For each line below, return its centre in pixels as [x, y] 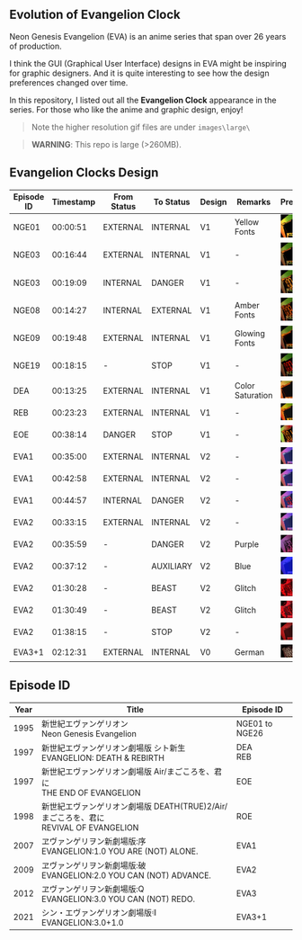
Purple [247, 544]
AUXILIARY [172, 567]
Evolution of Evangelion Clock [95, 15]
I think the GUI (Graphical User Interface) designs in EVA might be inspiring [148, 63]
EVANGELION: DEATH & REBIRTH [103, 757]
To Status [172, 201]
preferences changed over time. [69, 82]
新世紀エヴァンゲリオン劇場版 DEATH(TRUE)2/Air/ [135, 806]
